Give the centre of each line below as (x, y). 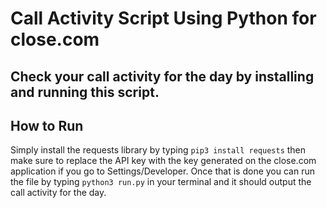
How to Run (47, 125)
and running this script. (85, 92)
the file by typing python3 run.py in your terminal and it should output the (161, 182)
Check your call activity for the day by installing (162, 76)
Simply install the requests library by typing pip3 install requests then (158, 150)
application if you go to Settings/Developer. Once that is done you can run (162, 171)
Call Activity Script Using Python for (163, 18)
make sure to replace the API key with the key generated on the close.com (163, 161)
